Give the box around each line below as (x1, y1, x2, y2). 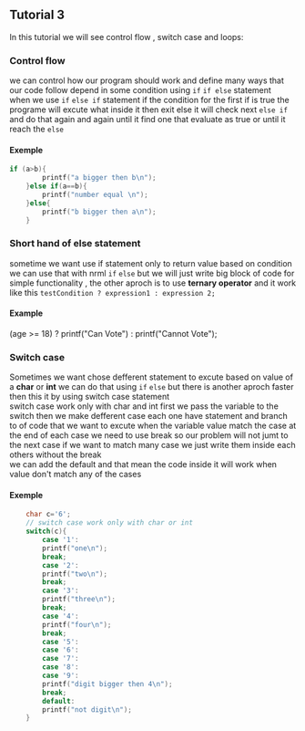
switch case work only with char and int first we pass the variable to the (9, 401, 280, 412)
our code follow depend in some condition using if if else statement (9, 85, 271, 96)
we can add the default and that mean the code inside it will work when (9, 459, 278, 470)
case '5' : (42, 637, 79, 646)
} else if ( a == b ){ (25, 182, 88, 191)
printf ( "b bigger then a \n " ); (42, 207, 157, 216)
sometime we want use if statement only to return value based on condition (9, 257, 293, 268)
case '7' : (42, 654, 79, 663)
